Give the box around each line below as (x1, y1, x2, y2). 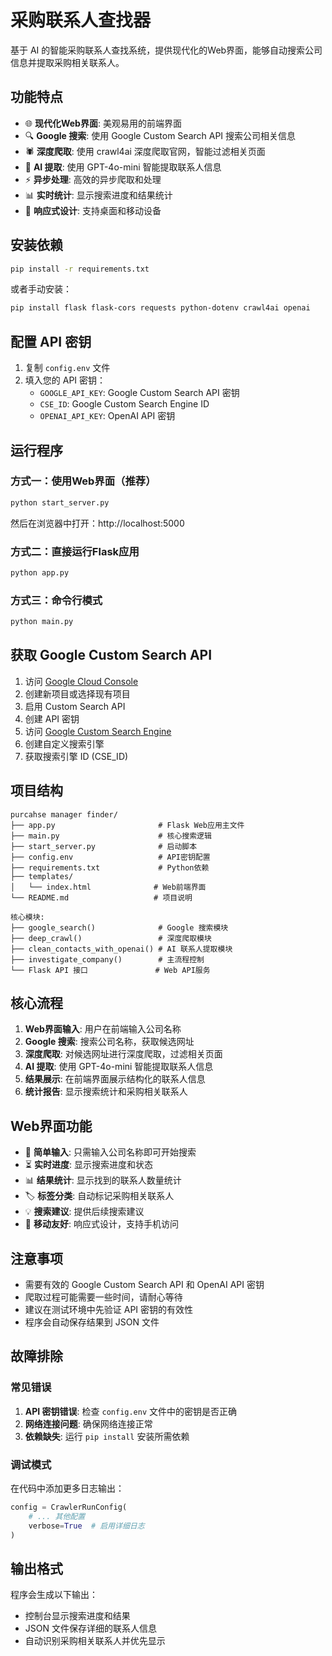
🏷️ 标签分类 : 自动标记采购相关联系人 (24, 1190, 175, 1202)
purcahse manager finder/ (10, 809, 118, 820)
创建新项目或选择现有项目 (24, 687, 131, 700)
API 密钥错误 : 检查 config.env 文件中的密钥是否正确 (24, 1405, 238, 1417)
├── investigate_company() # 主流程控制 (10, 954, 205, 965)
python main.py (10, 617, 74, 627)
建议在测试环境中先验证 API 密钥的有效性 (24, 1304, 194, 1316)
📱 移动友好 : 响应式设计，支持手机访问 (24, 1218, 179, 1230)
